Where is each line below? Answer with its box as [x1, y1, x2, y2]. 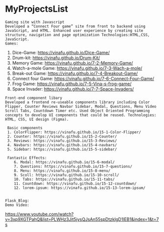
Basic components [7, 125, 43, 130]
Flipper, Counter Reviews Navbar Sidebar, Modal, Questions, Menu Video [5, 104, 157, 109]
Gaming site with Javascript [5, 20, 65, 24]
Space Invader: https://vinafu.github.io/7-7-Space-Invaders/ [12, 86, 134, 92]
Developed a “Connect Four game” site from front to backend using [5, 23, 146, 29]
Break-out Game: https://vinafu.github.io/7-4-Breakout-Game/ [12, 70, 138, 76]
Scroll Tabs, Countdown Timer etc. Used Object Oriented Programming [5, 108, 150, 113]
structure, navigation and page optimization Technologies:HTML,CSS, [5, 32, 150, 37]
